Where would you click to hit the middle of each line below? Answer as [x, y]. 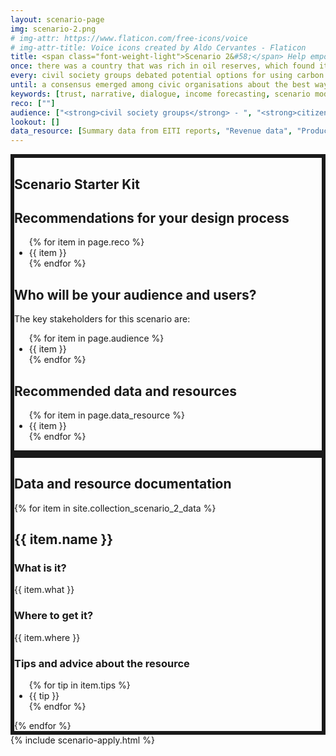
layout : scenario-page [57, 19]
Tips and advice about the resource [102, 663]
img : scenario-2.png [53, 29]
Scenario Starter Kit [77, 184]
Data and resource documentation [123, 484]
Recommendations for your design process [152, 217]
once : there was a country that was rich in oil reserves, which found [162, 66]
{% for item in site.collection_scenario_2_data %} [115, 508]
